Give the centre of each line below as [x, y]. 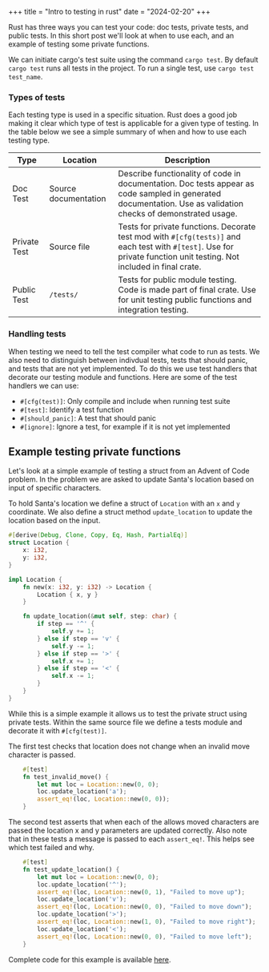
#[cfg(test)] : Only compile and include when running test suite [125, 401]
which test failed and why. [51, 848]
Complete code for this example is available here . [90, 959]
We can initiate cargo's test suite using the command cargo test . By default [133, 60]
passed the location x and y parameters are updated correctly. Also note [128, 831]
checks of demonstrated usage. [178, 214]
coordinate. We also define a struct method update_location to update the [130, 512]
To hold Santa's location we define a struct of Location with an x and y [124, 503]
